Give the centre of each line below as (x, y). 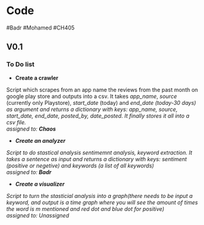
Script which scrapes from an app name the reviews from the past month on (102, 90)
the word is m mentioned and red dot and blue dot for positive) (86, 208)
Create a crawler (37, 78)
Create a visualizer (40, 184)
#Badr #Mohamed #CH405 (41, 28)
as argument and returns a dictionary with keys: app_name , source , (92, 109)
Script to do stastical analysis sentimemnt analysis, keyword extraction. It (99, 152)
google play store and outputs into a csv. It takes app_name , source (92, 96)
